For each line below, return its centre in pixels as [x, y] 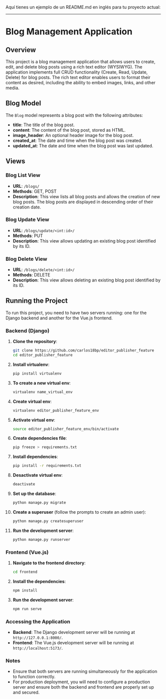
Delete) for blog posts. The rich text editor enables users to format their [78, 77]
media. [13, 88]
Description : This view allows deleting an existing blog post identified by [86, 280]
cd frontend [25, 572]
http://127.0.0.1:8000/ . [38, 637]
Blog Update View [28, 220]
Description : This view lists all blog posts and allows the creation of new [86, 196]
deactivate [24, 484]
